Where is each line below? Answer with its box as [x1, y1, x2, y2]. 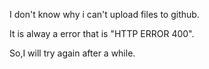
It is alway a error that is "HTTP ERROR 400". [9, 28, 195, 39]
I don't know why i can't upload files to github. [9, 9, 200, 20]
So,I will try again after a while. [9, 47, 136, 59]
